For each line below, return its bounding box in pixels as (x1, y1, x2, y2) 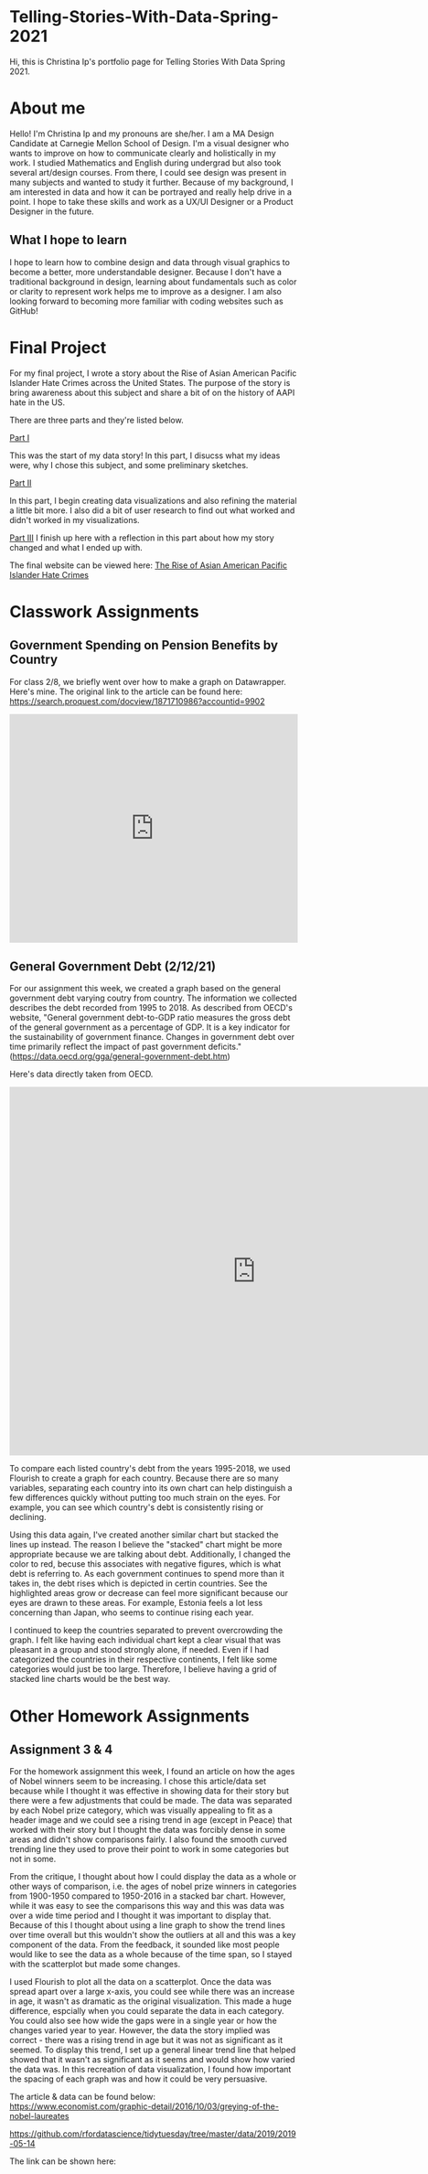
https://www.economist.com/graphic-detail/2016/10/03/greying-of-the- (9, 2101, 279, 2112)
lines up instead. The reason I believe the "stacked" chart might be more (9, 1539, 283, 1550)
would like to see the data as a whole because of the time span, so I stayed (9, 1949, 293, 1960)
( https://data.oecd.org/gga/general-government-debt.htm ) (9, 1051, 230, 1062)
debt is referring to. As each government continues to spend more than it (9, 1569, 285, 1580)
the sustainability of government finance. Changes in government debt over (9, 1032, 295, 1043)
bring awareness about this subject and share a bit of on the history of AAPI (9, 387, 295, 398)
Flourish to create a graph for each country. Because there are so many (9, 1473, 279, 1483)
